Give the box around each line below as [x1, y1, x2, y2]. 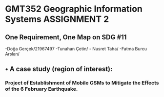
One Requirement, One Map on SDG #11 [5, 33, 127, 41]
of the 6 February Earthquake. [5, 86, 78, 93]
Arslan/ [5, 51, 20, 57]
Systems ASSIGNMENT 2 [5, 14, 109, 25]
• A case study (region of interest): [5, 65, 113, 73]
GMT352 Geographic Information [5, 3, 143, 15]
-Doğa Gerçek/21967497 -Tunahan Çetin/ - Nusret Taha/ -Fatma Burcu [5, 46, 147, 51]
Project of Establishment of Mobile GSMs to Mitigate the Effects [5, 80, 159, 86]
